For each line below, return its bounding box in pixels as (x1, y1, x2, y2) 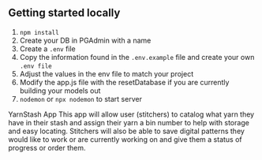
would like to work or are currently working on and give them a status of (8, 134, 242, 144)
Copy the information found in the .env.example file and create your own (19, 52, 255, 61)
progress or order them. (8, 143, 86, 152)
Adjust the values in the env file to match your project (19, 69, 194, 78)
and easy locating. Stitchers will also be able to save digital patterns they (8, 126, 245, 136)
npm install (19, 28, 59, 36)
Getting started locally (8, 6, 121, 20)
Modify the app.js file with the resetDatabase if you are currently (19, 77, 230, 87)
